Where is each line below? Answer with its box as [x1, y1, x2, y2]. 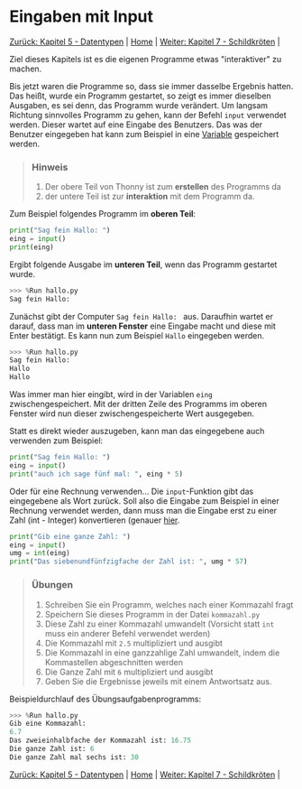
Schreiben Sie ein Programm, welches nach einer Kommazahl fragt [44, 599, 294, 610]
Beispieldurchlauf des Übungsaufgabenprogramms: [9, 693, 202, 704]
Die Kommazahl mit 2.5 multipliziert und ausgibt [44, 637, 224, 648]
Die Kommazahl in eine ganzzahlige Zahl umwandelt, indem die [44, 647, 280, 658]
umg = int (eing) [9, 549, 70, 558]
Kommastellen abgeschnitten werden [44, 656, 183, 667]
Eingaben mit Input [9, 6, 154, 27]
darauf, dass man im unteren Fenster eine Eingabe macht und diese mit [9, 320, 277, 331]
